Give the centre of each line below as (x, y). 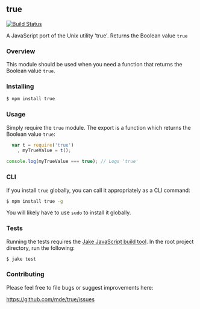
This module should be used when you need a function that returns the (94, 65)
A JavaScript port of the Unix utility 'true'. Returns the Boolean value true (97, 36)
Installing (20, 86)
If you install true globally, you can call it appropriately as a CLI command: (98, 190)
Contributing (25, 275)
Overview (21, 51)
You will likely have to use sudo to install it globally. (69, 212)
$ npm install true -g (35, 201)
